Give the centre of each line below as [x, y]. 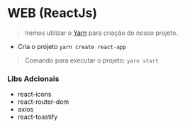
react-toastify [38, 117]
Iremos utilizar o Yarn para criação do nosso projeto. [101, 33]
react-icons [34, 95]
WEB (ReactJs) [52, 13]
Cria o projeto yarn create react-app [72, 46]
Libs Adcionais [33, 78]
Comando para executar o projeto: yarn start [91, 60]
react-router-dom [43, 102]
